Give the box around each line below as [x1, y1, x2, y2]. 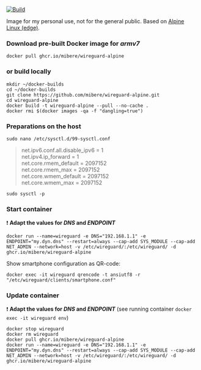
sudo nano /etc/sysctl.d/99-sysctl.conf [6, 136, 111, 142]
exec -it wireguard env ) [6, 314, 69, 322]
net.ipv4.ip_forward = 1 [21, 153, 79, 160]
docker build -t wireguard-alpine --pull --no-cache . [6, 103, 149, 109]
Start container [6, 205, 53, 213]
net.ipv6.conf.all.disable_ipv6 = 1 [21, 147, 104, 154]
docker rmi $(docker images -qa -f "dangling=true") [6, 107, 144, 114]
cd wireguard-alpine [6, 97, 59, 103]
